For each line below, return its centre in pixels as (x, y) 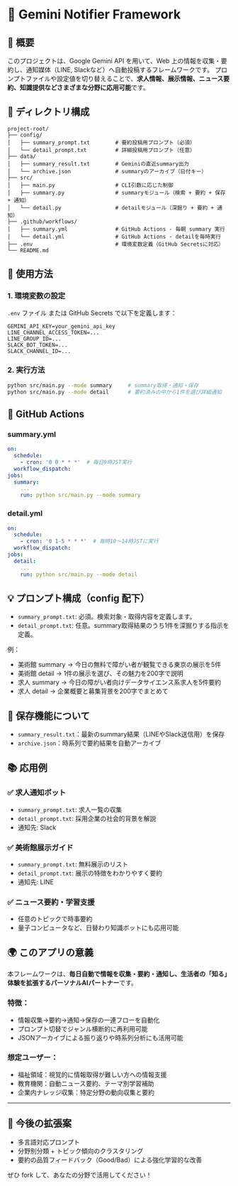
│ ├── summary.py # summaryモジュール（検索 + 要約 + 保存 (117, 192)
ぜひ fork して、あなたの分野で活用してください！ (80, 1175)
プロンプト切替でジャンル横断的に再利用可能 (83, 1028)
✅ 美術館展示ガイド (40, 847)
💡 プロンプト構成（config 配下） (79, 598)
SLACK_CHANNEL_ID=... (39, 351)
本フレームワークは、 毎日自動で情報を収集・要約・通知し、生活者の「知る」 (119, 974)
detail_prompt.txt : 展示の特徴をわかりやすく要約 (90, 874)
